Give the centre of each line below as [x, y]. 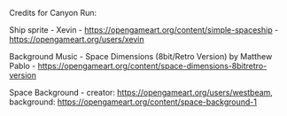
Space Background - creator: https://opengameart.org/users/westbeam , [141, 93]
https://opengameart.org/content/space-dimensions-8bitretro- [152, 66]
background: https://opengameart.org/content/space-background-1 [133, 102]
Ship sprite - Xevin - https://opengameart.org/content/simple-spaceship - [144, 30]
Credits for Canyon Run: [53, 13]
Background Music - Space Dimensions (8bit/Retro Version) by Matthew [141, 56]
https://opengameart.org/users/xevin [77, 39]
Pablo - [23, 66]
